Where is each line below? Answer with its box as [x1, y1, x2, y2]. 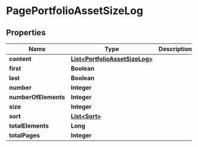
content [9, 55, 32, 63]
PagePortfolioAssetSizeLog [6, 4, 143, 18]
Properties [6, 28, 46, 38]
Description [158, 45, 193, 53]
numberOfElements [9, 93, 65, 101]
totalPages [9, 131, 40, 139]
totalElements [9, 122, 49, 130]
